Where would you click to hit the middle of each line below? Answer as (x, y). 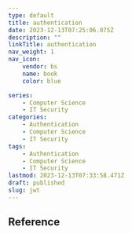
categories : (27, 117)
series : (21, 95)
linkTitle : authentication (52, 45)
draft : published (37, 183)
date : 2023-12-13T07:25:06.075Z (61, 30)
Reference (34, 222)
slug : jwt (24, 190)
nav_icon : (24, 60)
